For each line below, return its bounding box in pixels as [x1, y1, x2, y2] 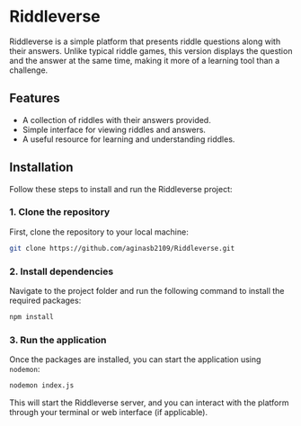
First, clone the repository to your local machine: [9, 226, 189, 237]
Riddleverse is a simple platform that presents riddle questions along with [9, 36, 281, 47]
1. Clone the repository [9, 206, 111, 218]
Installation [9, 160, 74, 175]
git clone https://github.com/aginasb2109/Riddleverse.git [9, 244, 235, 253]
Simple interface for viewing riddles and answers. [22, 124, 207, 135]
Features [9, 91, 60, 106]
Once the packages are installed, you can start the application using [9, 354, 261, 365]
